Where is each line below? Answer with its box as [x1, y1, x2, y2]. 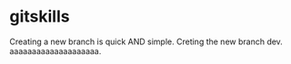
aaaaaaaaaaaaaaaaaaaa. [9, 45, 102, 56]
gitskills [9, 6, 70, 27]
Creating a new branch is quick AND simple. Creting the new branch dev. [9, 36, 284, 47]
